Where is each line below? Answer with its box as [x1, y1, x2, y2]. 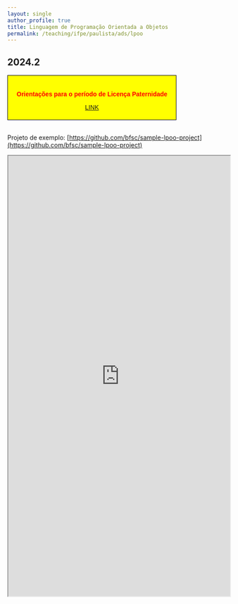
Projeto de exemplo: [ [7, 133, 70, 142]
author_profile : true [7, 17, 71, 24]
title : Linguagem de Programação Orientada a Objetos [7, 23, 169, 30]
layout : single [7, 10, 52, 18]
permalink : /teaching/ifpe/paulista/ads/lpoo [7, 30, 143, 37]
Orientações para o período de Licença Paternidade [16, 90, 168, 99]
